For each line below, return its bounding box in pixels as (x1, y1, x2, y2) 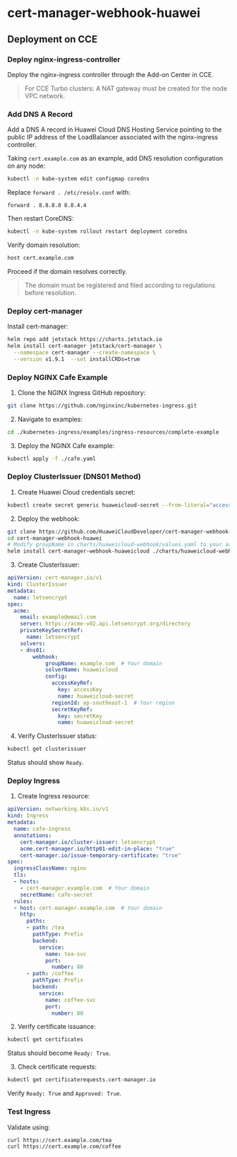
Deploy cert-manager (7, 306, 83, 316)
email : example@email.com (20, 614, 97, 621)
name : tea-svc (44, 950, 87, 957)
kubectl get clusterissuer (7, 745, 87, 753)
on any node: (7, 161, 46, 171)
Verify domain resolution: (7, 241, 80, 249)
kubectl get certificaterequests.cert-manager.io (7, 1076, 157, 1083)
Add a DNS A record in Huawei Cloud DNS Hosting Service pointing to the (7, 125, 222, 134)
